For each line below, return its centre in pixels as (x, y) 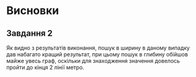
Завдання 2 (30, 33)
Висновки (33, 11)
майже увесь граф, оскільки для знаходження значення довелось (93, 61)
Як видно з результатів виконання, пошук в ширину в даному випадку (98, 48)
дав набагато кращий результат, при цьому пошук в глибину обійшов (97, 54)
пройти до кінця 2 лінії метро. (45, 67)
